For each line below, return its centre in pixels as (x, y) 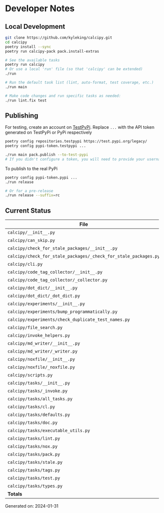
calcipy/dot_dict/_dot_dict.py (44, 296)
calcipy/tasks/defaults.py (39, 415)
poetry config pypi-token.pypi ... (41, 178)
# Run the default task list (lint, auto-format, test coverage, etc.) (79, 82)
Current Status (28, 210)
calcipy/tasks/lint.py (34, 439)
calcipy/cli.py (25, 264)
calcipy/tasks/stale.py (35, 462)
